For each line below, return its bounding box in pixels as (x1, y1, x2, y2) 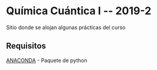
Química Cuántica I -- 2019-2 (6, 4, 152, 18)
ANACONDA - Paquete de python (6, 56, 87, 63)
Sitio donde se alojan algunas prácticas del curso (6, 24, 126, 31)
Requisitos (6, 41, 46, 51)
